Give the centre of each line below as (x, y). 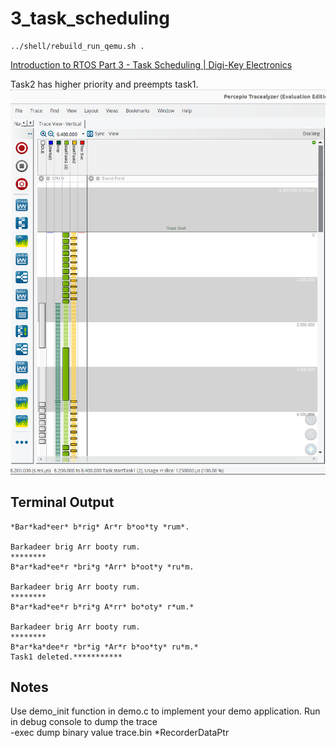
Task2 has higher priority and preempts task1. (104, 84)
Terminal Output (62, 502)
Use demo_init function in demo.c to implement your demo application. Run (165, 711)
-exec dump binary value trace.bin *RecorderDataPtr (120, 733)
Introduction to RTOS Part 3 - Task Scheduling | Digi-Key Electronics (151, 64)
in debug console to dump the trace (84, 722)
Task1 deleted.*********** (66, 657)
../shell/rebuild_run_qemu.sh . (77, 46)
